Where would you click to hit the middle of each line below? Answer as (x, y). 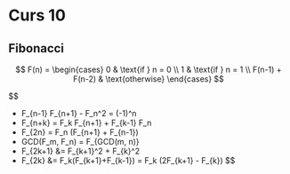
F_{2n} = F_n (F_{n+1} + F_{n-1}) (80, 132)
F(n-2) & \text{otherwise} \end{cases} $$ (149, 79)
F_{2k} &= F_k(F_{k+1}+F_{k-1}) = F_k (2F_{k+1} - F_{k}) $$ (128, 160)
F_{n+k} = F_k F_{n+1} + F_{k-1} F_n (86, 123)
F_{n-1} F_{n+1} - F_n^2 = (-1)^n (79, 113)
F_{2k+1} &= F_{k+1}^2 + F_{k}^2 (80, 151)
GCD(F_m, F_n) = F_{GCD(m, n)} (80, 142)
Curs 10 (37, 16)
